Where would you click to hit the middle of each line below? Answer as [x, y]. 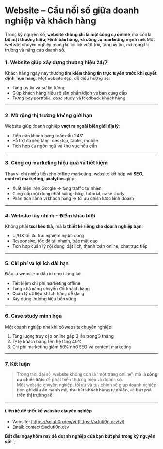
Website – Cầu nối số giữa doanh [72, 10]
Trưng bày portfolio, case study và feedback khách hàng [69, 98]
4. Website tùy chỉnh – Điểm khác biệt [50, 215]
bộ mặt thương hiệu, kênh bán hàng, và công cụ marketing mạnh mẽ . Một [80, 39]
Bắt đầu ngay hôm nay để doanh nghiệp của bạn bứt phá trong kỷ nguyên [80, 436]
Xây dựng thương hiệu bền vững [44, 299]
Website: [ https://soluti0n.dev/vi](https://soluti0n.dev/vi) [68, 422]
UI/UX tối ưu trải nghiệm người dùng [48, 236]
